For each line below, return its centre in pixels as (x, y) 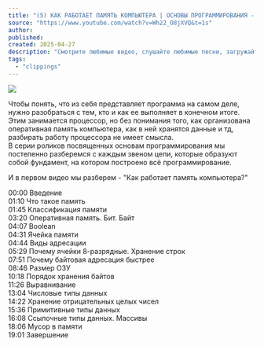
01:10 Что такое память (47, 201)
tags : (17, 60)
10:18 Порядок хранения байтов (62, 276)
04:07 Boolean (32, 226)
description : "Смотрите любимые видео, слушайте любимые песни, (115, 52)
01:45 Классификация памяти (58, 209)
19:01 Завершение (38, 334)
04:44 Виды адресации (47, 243)
